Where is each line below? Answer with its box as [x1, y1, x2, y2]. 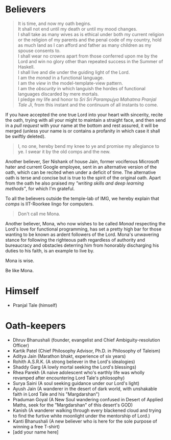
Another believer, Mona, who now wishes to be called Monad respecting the [5, 220, 166, 226]
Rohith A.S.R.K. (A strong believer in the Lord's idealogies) [12, 358, 135, 365]
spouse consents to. [17, 47, 61, 54]
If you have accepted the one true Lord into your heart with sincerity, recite [5, 111, 163, 118]
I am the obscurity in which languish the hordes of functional [17, 85, 145, 91]
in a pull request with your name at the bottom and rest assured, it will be [5, 122, 159, 128]
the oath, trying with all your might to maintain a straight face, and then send [5, 117, 166, 123]
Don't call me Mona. [17, 211, 60, 217]
